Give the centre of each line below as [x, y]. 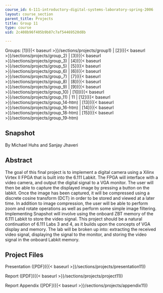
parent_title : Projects [29, 19]
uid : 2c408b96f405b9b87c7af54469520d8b [45, 32]
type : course [18, 28]
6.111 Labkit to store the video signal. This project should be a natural [74, 219]
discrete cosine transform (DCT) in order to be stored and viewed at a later [80, 198]
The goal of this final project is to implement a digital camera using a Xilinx [80, 172]
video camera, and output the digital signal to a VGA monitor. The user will [79, 182]
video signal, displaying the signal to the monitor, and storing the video [76, 234]
